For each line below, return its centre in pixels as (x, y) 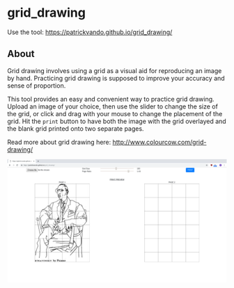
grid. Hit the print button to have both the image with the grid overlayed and (117, 121)
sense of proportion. (37, 86)
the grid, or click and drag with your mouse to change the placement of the (115, 113)
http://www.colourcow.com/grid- (159, 142)
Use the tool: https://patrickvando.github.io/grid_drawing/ (90, 32)
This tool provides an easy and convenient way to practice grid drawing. (111, 99)
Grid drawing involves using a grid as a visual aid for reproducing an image (115, 70)
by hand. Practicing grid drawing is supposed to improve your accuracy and (116, 78)
